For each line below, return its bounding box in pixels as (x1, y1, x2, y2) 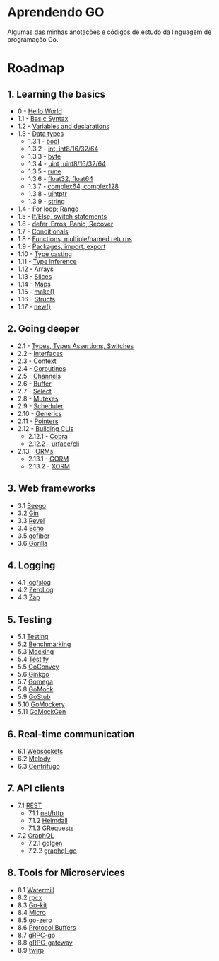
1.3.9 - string (28, 197, 65, 205)
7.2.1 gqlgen (28, 839, 63, 847)
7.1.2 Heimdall (28, 816, 69, 824)
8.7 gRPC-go (17, 931, 56, 939)
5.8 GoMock (17, 685, 54, 694)
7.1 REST (17, 801, 42, 810)
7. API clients (7, 783, 65, 795)
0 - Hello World (17, 107, 62, 115)
